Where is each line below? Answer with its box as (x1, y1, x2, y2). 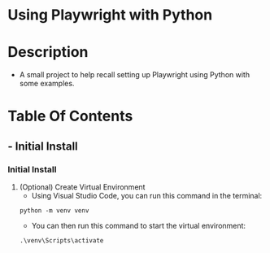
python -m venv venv (19, 207, 89, 215)
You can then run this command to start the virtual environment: (31, 221, 246, 230)
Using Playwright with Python (7, 6, 213, 24)
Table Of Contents (7, 107, 133, 125)
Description (7, 43, 89, 62)
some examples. (19, 79, 75, 89)
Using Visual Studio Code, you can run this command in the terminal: (31, 191, 263, 200)
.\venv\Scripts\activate (19, 237, 104, 245)
